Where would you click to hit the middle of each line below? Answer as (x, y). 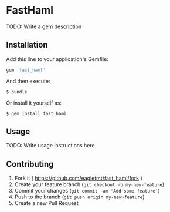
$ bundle (17, 92)
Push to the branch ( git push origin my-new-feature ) (79, 197)
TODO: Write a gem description (44, 26)
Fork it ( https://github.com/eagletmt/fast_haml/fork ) (78, 178)
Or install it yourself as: (34, 103)
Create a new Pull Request (47, 203)
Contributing (30, 164)
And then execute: (28, 81)
